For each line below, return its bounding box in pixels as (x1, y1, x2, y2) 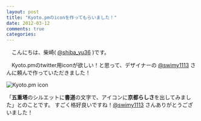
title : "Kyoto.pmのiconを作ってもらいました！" (6, 15, 117, 21)
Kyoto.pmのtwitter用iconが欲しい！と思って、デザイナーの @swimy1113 (11, 62, 189, 69)
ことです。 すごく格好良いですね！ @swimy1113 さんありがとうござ (27, 101, 193, 109)
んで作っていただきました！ (22, 69, 91, 76)
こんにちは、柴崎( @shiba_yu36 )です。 (11, 49, 110, 56)
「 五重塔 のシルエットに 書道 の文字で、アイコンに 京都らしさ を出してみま (6, 94, 186, 101)
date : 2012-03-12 (6, 20, 50, 26)
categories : (6, 31, 36, 38)
